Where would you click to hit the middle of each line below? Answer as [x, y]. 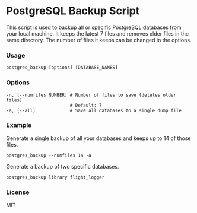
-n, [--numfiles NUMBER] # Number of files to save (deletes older [91, 95]
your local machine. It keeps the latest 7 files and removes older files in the [98, 33]
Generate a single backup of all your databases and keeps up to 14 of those [99, 138]
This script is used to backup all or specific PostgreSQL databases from [94, 27]
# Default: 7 [86, 105]
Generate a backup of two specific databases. [63, 166]
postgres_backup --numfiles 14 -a [49, 155]
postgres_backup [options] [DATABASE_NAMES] [62, 68]
